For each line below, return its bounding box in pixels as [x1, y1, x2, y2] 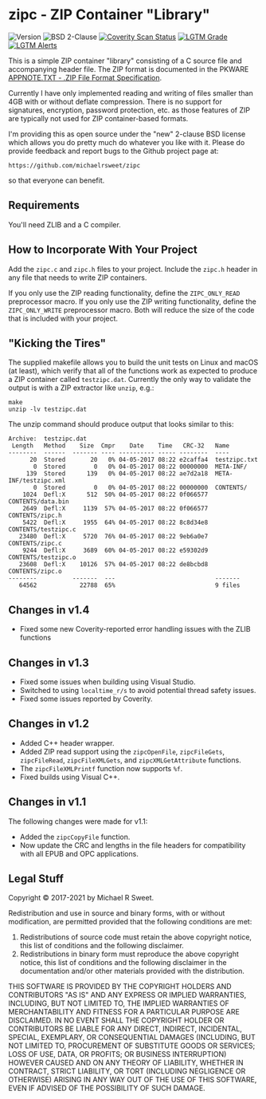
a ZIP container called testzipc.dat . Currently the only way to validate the [8, 375, 252, 384]
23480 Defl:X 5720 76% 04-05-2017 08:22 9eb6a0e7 [18, 533, 209, 541]
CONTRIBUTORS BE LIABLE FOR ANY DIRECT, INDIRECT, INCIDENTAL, [8, 1024, 243, 1034]
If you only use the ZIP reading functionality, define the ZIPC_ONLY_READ [8, 288, 241, 297]
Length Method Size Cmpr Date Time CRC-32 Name [11, 442, 229, 450]
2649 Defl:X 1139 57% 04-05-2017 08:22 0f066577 [22, 505, 209, 513]
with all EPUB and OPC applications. [19, 849, 139, 858]
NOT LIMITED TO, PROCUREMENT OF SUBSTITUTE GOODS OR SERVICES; [8, 1041, 256, 1050]
